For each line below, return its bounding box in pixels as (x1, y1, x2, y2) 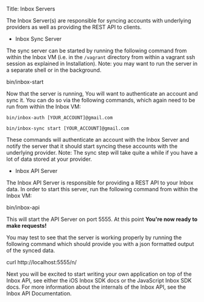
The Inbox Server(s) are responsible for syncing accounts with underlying (6, 17, 192, 24)
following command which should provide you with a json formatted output (6, 241, 194, 247)
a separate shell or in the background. (6, 66, 102, 74)
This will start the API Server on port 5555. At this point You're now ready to (6, 216, 198, 223)
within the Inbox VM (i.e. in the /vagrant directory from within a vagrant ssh (6, 54, 195, 60)
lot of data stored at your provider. (6, 155, 93, 163)
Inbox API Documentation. (6, 290, 72, 297)
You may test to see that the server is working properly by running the (6, 234, 182, 241)
